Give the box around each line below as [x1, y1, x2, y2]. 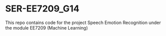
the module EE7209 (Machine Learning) [5, 24, 88, 30]
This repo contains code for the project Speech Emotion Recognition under [5, 19, 161, 25]
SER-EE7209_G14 [5, 3, 80, 14]
